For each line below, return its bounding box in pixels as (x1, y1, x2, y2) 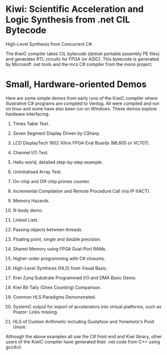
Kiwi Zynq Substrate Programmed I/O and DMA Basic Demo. (12, 274, 137, 280)
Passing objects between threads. (12, 226, 83, 232)
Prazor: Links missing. (12, 309, 59, 315)
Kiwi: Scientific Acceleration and (5, 3, 144, 15)
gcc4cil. (5, 344, 22, 350)
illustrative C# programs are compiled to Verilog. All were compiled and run (5, 100, 160, 106)
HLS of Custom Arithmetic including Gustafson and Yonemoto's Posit (12, 318, 155, 324)
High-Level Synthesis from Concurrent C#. (5, 41, 93, 47)
